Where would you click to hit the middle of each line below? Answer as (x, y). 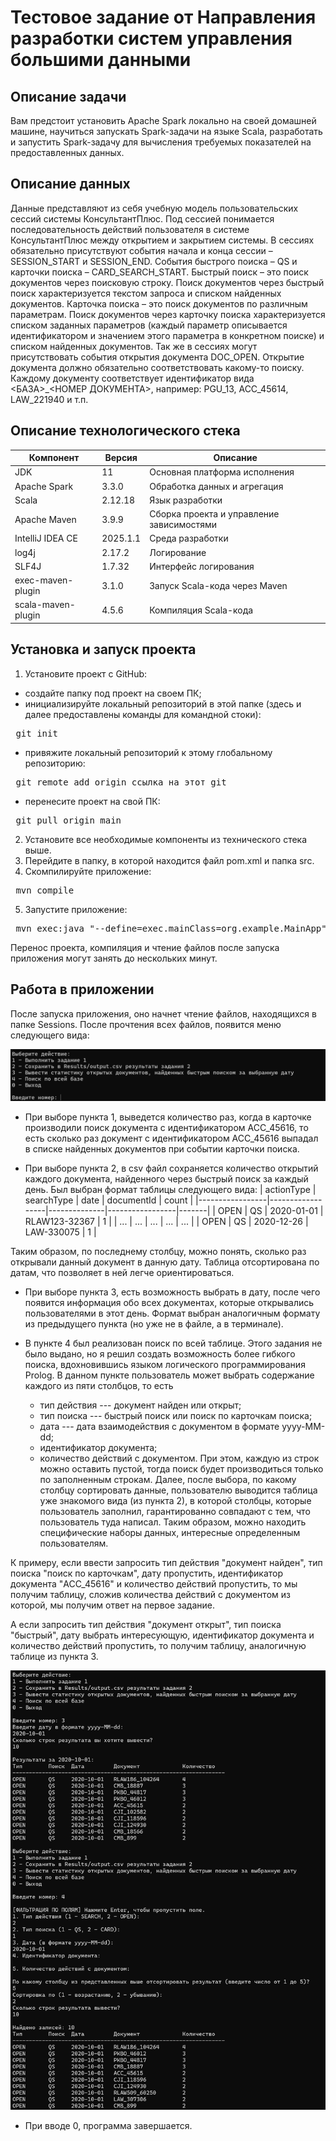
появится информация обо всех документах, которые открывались (169, 1303)
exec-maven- (44, 580)
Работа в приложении (82, 989)
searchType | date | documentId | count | (109, 1200)
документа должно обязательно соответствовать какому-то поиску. (157, 367)
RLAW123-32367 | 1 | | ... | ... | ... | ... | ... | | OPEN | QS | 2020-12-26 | (166, 1222)
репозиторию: (55, 763)
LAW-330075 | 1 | (60, 1232)
